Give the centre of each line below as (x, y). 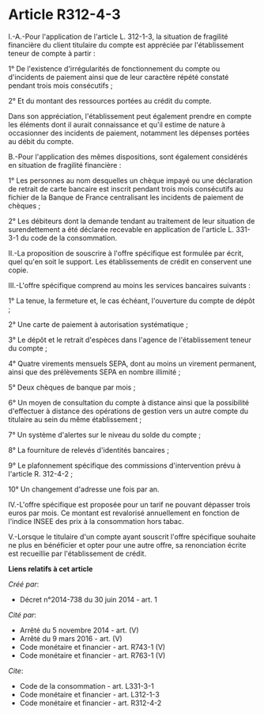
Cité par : (23, 614)
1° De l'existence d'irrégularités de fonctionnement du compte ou (114, 68)
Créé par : (24, 584)
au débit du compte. (41, 141)
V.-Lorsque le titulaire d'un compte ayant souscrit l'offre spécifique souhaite (132, 537)
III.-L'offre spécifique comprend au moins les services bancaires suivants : (129, 285)
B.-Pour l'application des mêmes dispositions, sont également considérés (128, 157)
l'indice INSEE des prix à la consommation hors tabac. (96, 521)
